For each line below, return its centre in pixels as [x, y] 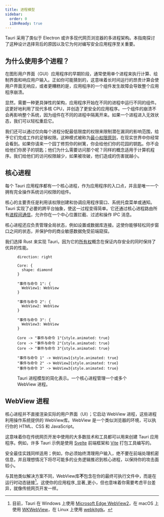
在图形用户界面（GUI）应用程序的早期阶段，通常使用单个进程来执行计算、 [79, 74]
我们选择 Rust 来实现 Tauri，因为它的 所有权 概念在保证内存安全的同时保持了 [81, 242]
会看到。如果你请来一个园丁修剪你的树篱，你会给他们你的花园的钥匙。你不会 [82, 144]
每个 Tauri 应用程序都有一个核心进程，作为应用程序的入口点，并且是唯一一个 [82, 186]
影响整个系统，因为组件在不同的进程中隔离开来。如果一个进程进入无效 [84, 115]
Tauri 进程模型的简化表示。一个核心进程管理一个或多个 [72, 378]
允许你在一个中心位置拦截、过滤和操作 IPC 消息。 [84, 215]
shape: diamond [37, 270]
